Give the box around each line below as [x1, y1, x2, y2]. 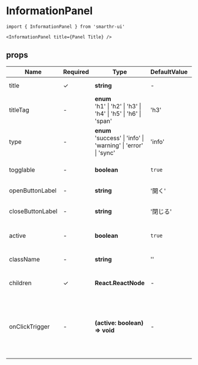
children [9, 279, 32, 287]
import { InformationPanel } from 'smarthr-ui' [6, 24, 126, 30]
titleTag [9, 105, 29, 114]
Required [62, 67, 90, 76]
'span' [94, 117, 113, 125]
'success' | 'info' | [94, 134, 144, 142]
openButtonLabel [9, 186, 57, 195]
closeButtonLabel [9, 207, 58, 215]
